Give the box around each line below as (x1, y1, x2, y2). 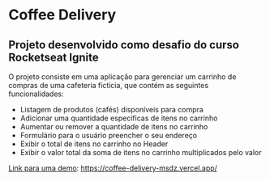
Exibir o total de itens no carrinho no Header (19, 139, 169, 149)
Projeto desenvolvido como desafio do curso (8, 38, 239, 52)
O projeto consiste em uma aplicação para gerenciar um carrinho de (8, 72, 237, 82)
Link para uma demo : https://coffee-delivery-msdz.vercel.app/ (8, 163, 217, 173)
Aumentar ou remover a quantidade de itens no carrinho (19, 122, 208, 131)
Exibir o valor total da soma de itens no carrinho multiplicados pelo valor (19, 148, 262, 157)
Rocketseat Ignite (8, 50, 99, 64)
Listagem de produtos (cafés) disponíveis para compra (19, 105, 204, 114)
